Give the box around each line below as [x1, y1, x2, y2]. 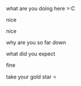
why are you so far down [6, 39, 66, 46]
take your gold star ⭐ [6, 73, 57, 80]
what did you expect [6, 50, 56, 57]
